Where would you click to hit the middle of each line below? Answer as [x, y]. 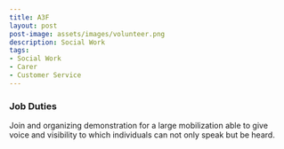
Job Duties [33, 106]
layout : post [33, 26]
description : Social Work [57, 42]
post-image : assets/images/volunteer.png [87, 34]
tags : [19, 51]
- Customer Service [45, 75]
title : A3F [29, 17]
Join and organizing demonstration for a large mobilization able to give [139, 126]
